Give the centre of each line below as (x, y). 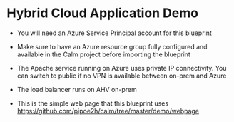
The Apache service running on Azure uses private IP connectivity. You (122, 68)
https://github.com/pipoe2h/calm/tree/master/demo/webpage (108, 111)
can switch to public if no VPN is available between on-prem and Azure (122, 76)
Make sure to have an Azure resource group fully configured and (112, 46)
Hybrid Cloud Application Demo (103, 13)
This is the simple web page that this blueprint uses (93, 103)
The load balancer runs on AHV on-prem (77, 89)
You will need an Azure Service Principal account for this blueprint (114, 33)
